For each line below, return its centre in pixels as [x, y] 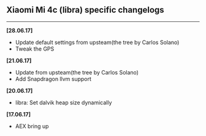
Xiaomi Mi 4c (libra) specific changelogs [85, 10]
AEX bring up [32, 126]
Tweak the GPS [35, 49]
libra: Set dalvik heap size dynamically [63, 102]
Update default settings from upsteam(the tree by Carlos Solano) [97, 42]
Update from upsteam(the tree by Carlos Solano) [77, 72]
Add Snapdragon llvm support [53, 79]
